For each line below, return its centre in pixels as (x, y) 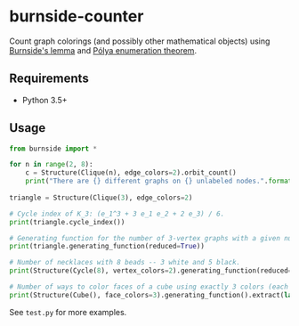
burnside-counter (77, 16)
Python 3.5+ (45, 100)
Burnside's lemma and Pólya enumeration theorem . (103, 50)
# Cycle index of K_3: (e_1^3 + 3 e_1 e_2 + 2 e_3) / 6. (117, 214)
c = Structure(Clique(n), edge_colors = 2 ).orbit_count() (131, 173)
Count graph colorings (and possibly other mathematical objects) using (140, 41)
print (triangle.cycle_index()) (67, 222)
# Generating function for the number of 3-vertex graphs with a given (145, 238)
